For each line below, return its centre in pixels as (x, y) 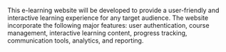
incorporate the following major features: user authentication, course (108, 25)
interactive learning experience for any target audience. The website (108, 18)
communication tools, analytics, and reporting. (76, 41)
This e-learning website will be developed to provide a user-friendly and (113, 10)
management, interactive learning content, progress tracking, (97, 33)
